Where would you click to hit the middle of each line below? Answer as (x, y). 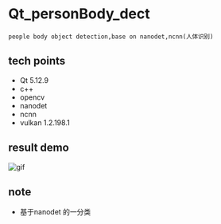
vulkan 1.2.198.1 (45, 122)
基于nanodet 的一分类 (55, 212)
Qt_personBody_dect (79, 14)
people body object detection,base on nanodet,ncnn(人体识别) (111, 37)
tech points (37, 61)
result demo (39, 148)
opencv (32, 97)
